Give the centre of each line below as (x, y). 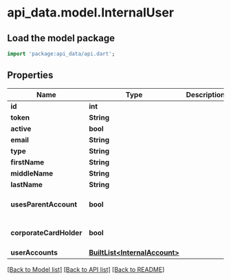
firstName (27, 162)
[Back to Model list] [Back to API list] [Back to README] (86, 269)
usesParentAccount (44, 204)
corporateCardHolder (46, 233)
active (21, 129)
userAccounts (34, 252)
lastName (27, 184)
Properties (30, 75)
